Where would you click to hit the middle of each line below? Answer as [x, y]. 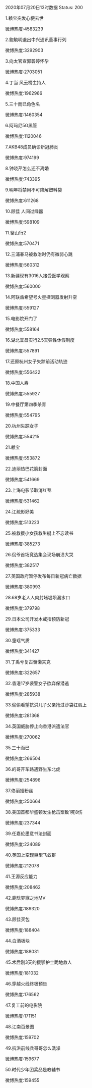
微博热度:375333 [23, 630]
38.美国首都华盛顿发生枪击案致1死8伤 [44, 812]
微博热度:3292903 [24, 50]
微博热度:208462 [23, 887]
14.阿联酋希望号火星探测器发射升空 [41, 297]
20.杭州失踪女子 [22, 426]
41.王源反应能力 [21, 876]
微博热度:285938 [23, 694]
